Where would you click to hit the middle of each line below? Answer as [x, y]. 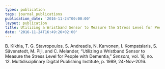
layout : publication [26, 23]
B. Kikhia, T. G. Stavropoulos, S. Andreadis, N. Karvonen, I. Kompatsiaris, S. [81, 46]
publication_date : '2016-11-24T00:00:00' [48, 18]
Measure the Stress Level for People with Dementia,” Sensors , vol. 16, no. [79, 56]
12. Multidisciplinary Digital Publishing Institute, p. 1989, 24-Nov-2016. [76, 61]
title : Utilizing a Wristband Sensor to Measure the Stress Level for [79, 28]
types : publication [25, 9]
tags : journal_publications [34, 14]
